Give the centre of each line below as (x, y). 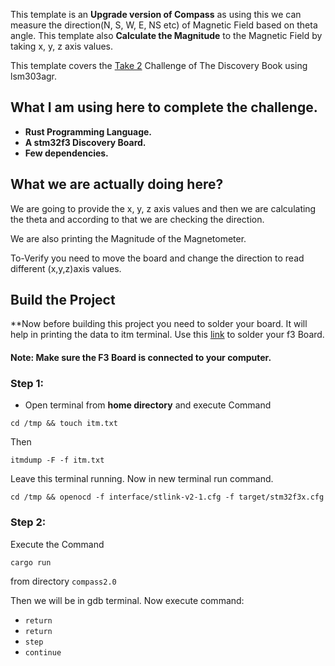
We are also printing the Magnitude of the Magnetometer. (128, 238)
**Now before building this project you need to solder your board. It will (159, 324)
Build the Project (63, 300)
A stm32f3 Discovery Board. (85, 142)
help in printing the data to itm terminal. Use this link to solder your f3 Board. (167, 335)
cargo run (31, 562)
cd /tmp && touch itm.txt (64, 424)
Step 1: (27, 383)
